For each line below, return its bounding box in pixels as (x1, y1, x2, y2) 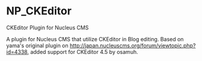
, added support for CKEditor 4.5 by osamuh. (26, 48, 138, 55)
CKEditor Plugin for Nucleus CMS (6, 24, 89, 31)
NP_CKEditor (6, 4, 72, 18)
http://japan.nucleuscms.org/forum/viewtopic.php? (69, 42, 196, 49)
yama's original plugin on (6, 42, 69, 49)
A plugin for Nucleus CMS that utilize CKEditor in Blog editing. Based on (6, 35, 184, 42)
